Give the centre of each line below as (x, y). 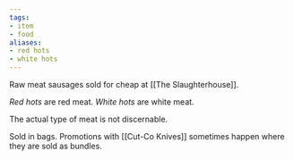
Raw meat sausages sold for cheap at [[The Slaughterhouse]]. (124, 84)
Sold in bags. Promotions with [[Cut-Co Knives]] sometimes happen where (147, 136)
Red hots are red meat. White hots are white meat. (102, 102)
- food (22, 34)
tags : (19, 17)
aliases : (26, 42)
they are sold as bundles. (56, 146)
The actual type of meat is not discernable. (89, 119)
